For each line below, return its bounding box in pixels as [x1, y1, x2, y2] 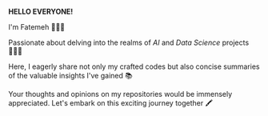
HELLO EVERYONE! [8, 7, 74, 16]
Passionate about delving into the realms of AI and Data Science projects [8, 38, 250, 47]
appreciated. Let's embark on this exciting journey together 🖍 [8, 98, 214, 107]
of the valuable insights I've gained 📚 [8, 71, 133, 80]
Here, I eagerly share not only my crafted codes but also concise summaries [8, 62, 260, 71]
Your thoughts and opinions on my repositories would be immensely [8, 90, 233, 98]
